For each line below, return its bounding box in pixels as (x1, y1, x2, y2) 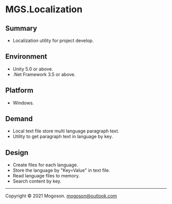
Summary (5, 24, 37, 33)
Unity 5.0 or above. (12, 65, 53, 72)
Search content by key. (12, 178, 61, 185)
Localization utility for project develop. (12, 37, 94, 43)
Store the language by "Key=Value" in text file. (12, 167, 111, 173)
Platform (5, 86, 34, 95)
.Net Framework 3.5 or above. (12, 71, 76, 77)
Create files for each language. (12, 162, 78, 168)
